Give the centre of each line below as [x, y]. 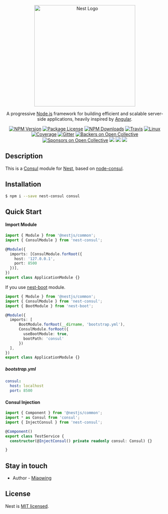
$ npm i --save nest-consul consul [43, 196]
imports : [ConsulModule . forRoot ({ [46, 254]
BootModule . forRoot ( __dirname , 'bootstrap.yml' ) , [72, 324]
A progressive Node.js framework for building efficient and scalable [77, 114]
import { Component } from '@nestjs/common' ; [54, 413]
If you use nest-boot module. [35, 287]
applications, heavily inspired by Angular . [90, 119]
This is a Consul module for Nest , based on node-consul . [65, 168]
